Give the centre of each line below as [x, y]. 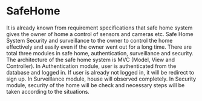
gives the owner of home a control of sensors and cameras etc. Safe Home [100, 34]
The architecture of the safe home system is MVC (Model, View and [91, 60]
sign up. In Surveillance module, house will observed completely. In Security [101, 79]
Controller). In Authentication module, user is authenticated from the [91, 66]
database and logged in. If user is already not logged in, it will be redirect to [100, 72]
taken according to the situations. [48, 91]
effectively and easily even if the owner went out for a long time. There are [99, 47]
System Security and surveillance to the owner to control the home [90, 40]
